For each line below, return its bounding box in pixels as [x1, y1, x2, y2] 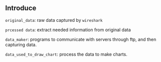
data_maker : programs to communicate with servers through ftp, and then [5, 36, 156, 42]
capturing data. [5, 42, 37, 48]
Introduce [5, 4, 37, 12]
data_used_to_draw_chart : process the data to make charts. [5, 51, 128, 57]
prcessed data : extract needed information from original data [5, 27, 131, 33]
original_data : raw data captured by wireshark [5, 17, 103, 23]
